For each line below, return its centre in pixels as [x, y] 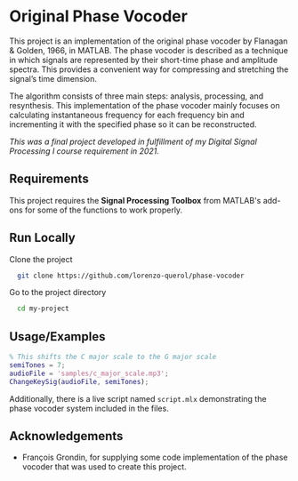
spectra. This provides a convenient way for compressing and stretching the [149, 69]
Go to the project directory [58, 293]
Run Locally [42, 238]
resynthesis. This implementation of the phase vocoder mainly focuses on [145, 105]
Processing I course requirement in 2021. [85, 151]
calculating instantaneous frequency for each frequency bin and [127, 115]
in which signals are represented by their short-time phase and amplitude [144, 60]
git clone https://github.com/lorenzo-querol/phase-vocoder [131, 276]
